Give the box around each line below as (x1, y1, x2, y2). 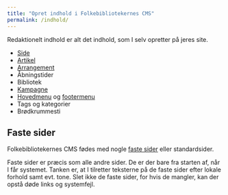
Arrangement (16, 63, 55, 71)
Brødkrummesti (16, 107, 61, 115)
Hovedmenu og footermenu (16, 92, 96, 100)
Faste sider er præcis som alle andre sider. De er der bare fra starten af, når (7, 159, 220, 167)
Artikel (16, 56, 36, 64)
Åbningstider (16, 70, 53, 79)
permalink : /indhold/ (7, 16, 69, 23)
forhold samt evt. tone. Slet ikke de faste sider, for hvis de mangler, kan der (7, 173, 219, 181)
